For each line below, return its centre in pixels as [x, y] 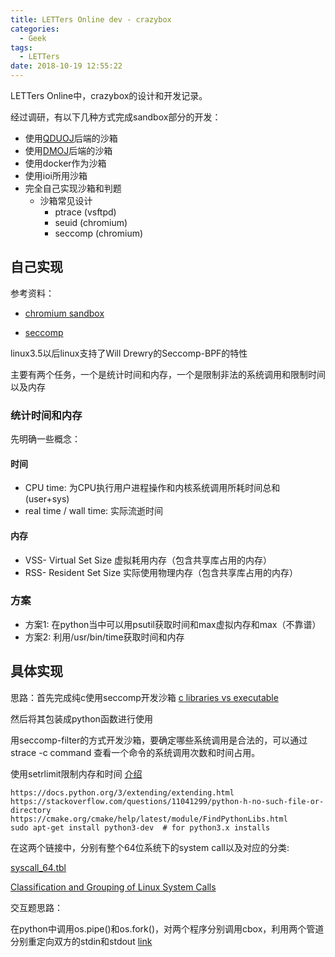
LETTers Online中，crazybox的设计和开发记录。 [109, 95]
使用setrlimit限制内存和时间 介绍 [76, 773]
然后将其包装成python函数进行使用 [81, 718]
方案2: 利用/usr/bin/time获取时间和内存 [104, 637]
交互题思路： [36, 907]
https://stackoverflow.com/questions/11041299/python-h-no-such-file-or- [167, 801]
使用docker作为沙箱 [65, 163]
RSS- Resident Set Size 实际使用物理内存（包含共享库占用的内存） [161, 572]
